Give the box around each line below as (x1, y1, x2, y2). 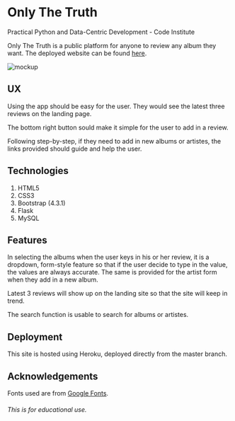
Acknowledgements (7, 370, 98, 382)
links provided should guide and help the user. (7, 144, 142, 153)
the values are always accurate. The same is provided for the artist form (7, 268, 217, 277)
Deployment (7, 330, 63, 343)
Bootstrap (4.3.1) (17, 199, 66, 207)
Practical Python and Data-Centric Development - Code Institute (7, 28, 195, 36)
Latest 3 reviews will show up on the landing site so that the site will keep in (7, 289, 228, 298)
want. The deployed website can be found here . (7, 49, 147, 57)
